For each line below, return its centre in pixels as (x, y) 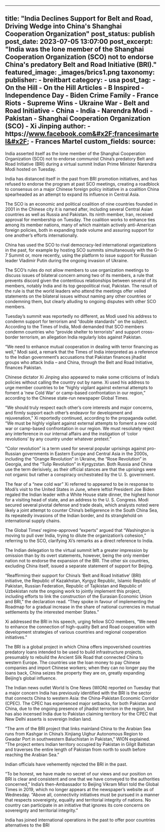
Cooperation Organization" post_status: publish (80, 34)
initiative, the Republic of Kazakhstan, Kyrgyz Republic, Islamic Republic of (81, 581)
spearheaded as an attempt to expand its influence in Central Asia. (72, 194)
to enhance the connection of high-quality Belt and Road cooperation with (80, 627)
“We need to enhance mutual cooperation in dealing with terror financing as (82, 346)
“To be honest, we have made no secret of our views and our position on (79, 773)
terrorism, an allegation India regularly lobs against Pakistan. (81, 337)
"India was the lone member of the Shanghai (74, 49)
